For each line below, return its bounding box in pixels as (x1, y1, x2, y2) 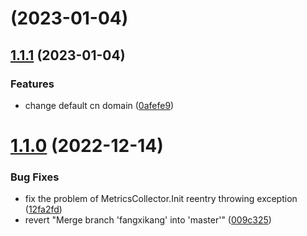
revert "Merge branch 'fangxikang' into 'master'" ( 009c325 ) (24, 214, 272, 226)
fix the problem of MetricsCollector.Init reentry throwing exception (24, 193, 298, 205)
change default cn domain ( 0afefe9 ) (24, 99, 175, 111)
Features (10, 77, 55, 91)
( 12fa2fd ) (24, 203, 63, 216)
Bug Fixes (10, 170, 60, 184)
